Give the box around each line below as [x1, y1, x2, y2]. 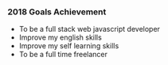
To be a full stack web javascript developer [18, 25, 161, 34]
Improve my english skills [18, 32, 103, 42]
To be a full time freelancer [18, 50, 108, 59]
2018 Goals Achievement [7, 6, 107, 17]
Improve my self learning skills [18, 41, 119, 51]
